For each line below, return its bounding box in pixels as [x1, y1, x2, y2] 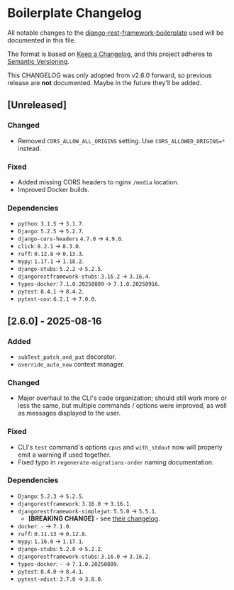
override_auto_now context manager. [17, 360, 126, 368]
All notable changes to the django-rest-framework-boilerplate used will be [7, 28, 225, 37]
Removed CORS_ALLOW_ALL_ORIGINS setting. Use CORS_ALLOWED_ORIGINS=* [17, 136, 225, 145]
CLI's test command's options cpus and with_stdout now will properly [17, 442, 223, 451]
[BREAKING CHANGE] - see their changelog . [28, 514, 161, 523]
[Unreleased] [7, 99, 67, 111]
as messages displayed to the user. [17, 409, 121, 418]
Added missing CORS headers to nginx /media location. [17, 177, 179, 186]
